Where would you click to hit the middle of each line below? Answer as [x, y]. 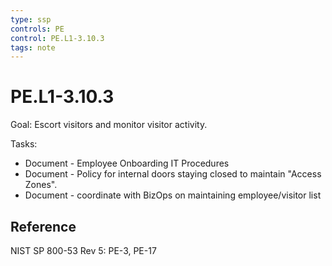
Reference [43, 226]
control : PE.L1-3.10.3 [57, 38]
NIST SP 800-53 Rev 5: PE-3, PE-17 [83, 250]
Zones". [41, 185]
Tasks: [24, 144]
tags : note [33, 47]
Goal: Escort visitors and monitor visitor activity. [109, 125]
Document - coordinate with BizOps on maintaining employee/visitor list [173, 195]
